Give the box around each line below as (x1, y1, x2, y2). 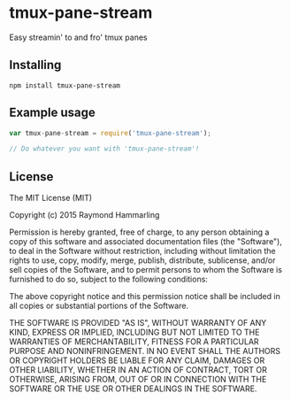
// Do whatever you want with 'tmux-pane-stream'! (9, 144, 200, 153)
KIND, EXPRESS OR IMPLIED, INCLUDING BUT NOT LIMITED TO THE (9, 327, 260, 338)
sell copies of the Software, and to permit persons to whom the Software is (9, 265, 283, 275)
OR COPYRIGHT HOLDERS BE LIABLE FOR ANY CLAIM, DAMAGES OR (9, 355, 265, 366)
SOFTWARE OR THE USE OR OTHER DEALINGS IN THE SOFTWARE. (9, 383, 257, 394)
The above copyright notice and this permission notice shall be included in (9, 291, 280, 302)
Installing (9, 58, 62, 73)
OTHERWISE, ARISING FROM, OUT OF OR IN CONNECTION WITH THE (9, 374, 267, 385)
